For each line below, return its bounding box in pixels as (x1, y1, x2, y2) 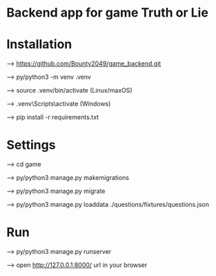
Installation (6, 37, 72, 53)
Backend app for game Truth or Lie (6, 5, 208, 21)
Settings (6, 137, 56, 153)
